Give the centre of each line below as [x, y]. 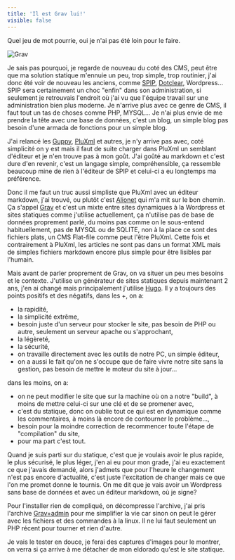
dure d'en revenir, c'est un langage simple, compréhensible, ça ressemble [114, 163]
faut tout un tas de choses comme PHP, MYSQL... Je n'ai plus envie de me [115, 113]
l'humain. [20, 259]
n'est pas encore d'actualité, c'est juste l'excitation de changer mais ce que [116, 477]
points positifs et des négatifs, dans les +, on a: [75, 295]
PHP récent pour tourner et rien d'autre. [65, 528]
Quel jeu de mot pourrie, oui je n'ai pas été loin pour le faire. [94, 40]
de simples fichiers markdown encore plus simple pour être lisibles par [109, 252]
